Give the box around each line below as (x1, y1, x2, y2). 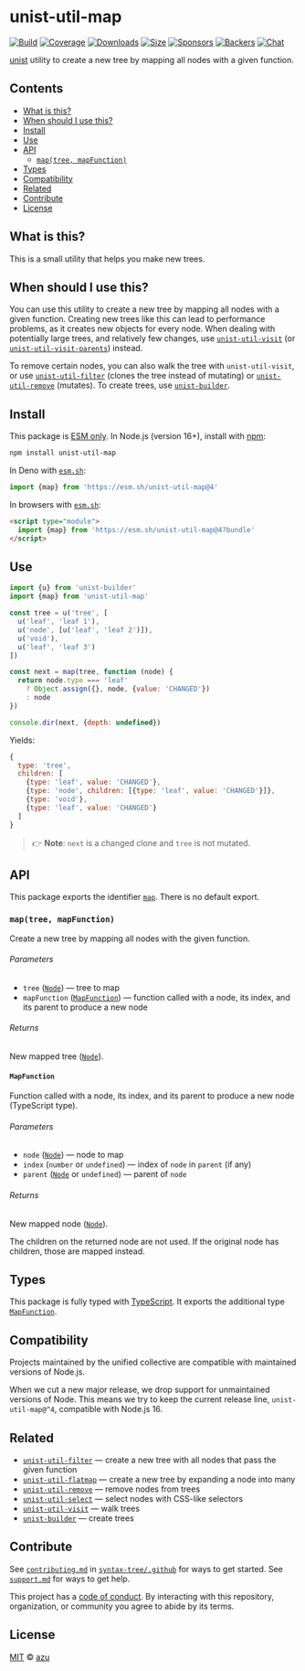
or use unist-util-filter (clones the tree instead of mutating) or (9, 370, 255, 381)
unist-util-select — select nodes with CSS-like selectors (22, 1494, 244, 1505)
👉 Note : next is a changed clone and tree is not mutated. (31, 837, 251, 848)
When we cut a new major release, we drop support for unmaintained (9, 1384, 270, 1396)
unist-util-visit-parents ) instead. (9, 343, 143, 354)
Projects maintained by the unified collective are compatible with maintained (9, 1356, 297, 1368)
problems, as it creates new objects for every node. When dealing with (9, 323, 276, 335)
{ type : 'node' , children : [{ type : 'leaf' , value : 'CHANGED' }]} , (26, 787, 276, 796)
